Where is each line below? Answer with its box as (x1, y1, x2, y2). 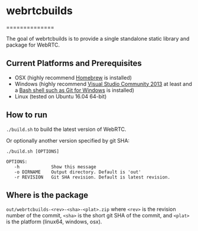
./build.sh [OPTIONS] (6, 148, 60, 154)
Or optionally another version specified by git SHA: (6, 137, 130, 144)
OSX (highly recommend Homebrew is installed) (14, 74, 132, 81)
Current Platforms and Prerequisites (6, 58, 142, 68)
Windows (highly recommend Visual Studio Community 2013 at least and (14, 80, 192, 87)
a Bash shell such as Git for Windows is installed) (14, 87, 135, 94)
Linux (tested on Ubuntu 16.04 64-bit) (14, 93, 107, 100)
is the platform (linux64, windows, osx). (6, 218, 102, 225)
